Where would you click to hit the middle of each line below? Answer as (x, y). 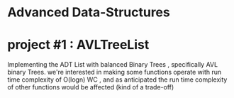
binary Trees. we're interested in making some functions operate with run (115, 72)
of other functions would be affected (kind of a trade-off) (91, 87)
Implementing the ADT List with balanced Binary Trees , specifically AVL (113, 65)
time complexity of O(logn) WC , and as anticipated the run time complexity (117, 80)
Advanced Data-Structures (89, 12)
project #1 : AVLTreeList (78, 45)
